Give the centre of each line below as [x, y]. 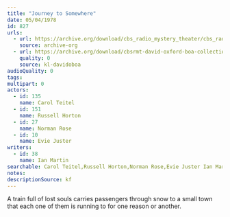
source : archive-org [49, 45]
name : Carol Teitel [47, 103]
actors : [18, 90]
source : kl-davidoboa [50, 65]
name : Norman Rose [46, 128]
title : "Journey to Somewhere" [52, 13]
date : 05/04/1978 [32, 20]
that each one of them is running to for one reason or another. [94, 206]
